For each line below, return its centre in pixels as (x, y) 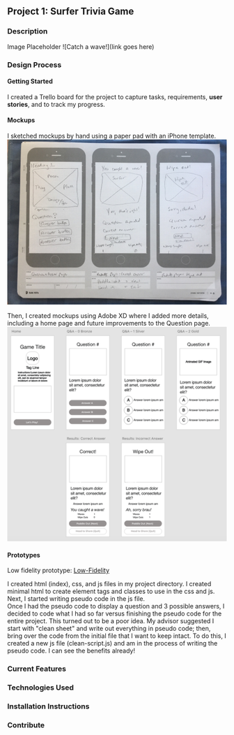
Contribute (26, 725)
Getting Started (30, 81)
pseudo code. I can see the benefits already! (71, 651)
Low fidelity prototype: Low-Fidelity (58, 570)
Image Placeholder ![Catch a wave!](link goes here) (81, 46)
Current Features (37, 669)
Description (28, 31)
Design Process (34, 64)
